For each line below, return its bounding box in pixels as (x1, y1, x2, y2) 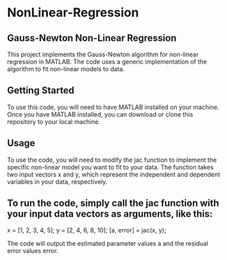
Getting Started (7, 84, 75, 97)
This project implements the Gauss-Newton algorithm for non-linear (7, 50, 199, 58)
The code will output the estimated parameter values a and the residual (7, 239, 208, 248)
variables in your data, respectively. (7, 177, 108, 186)
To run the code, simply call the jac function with (7, 198, 219, 209)
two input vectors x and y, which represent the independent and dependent (7, 170, 221, 178)
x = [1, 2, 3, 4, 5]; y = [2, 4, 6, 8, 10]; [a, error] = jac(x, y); (7, 226, 167, 235)
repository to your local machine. (7, 117, 101, 126)
